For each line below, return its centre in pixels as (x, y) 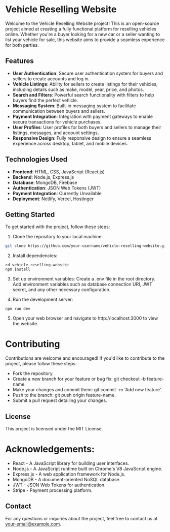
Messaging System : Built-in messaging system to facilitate (74, 106)
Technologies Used (36, 159)
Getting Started (30, 214)
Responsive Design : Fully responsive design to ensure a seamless (82, 138)
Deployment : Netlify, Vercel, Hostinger (53, 199)
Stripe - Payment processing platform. (52, 490)
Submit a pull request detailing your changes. (60, 400)
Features (19, 61)
